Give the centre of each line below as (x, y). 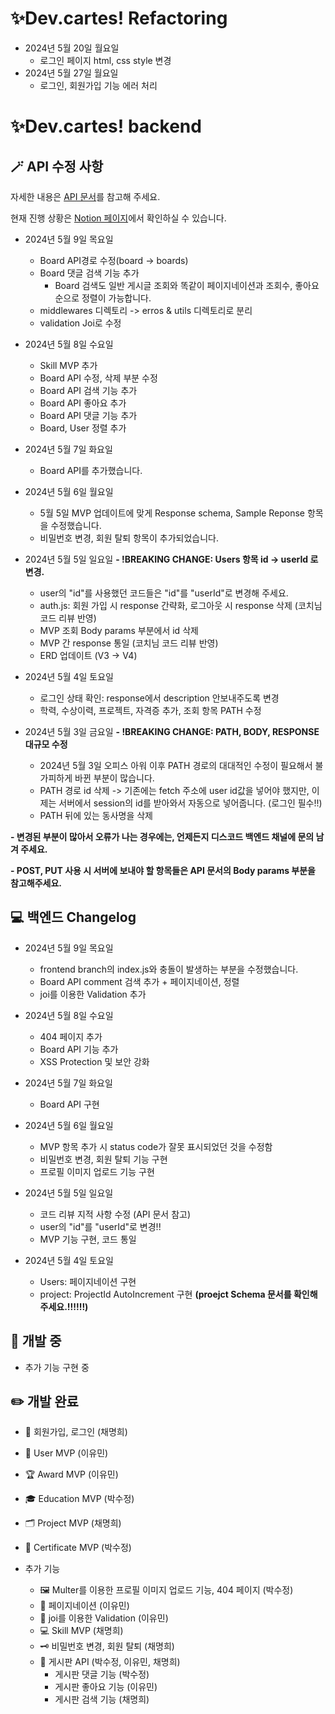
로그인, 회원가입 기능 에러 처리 (98, 85)
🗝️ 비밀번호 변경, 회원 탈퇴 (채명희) (107, 1646)
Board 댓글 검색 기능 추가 (89, 273)
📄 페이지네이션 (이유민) (84, 1606)
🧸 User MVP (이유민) (66, 1453)
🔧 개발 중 (36, 1341)
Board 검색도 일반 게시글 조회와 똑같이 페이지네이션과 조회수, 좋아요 (187, 285)
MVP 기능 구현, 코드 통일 (88, 1239)
